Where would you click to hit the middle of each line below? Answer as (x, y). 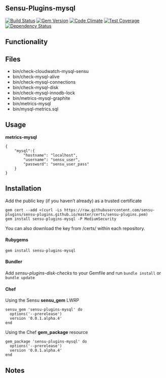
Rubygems (17, 240)
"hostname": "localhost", (51, 155)
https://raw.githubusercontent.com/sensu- (110, 210)
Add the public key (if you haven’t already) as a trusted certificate (74, 201)
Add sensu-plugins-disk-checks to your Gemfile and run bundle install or (83, 273)
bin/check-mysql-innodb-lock (44, 93)
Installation (23, 189)
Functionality (27, 42)
